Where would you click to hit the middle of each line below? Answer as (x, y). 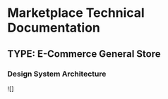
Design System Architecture (57, 74)
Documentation (54, 28)
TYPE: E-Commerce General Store (84, 54)
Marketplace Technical (76, 13)
